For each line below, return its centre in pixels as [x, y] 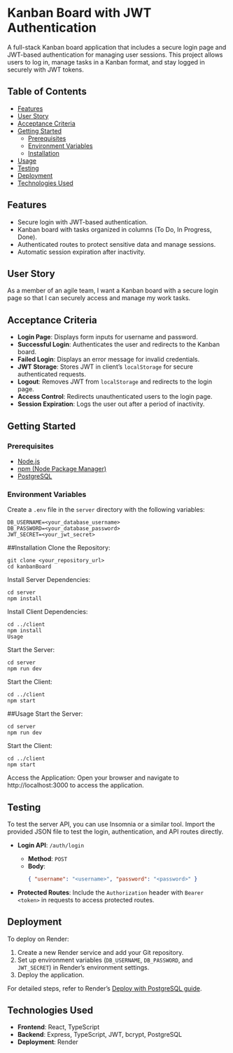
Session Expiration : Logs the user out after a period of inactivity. [111, 404]
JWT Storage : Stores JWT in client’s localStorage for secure [105, 367]
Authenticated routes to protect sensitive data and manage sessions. [116, 244]
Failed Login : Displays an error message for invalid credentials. [108, 360]
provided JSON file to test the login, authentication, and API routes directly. [115, 831]
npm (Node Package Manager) [62, 468]
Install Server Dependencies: [49, 580]
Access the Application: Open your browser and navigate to [93, 778]
